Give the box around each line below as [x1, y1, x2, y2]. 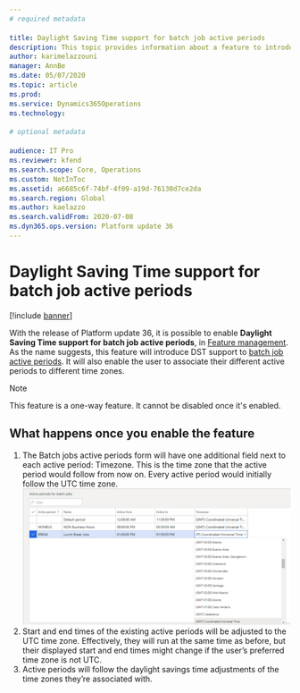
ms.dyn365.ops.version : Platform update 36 [9, 222, 174, 232]
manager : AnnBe [9, 62, 66, 71]
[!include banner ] [9, 309, 73, 321]
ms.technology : [9, 108, 66, 118]
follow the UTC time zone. [21, 478, 119, 489]
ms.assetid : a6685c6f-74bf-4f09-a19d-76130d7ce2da [9, 184, 202, 193]
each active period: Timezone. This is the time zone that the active [21, 459, 268, 469]
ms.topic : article [9, 80, 78, 89]
